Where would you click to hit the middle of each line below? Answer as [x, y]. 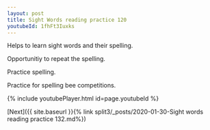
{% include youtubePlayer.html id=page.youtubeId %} [83, 99]
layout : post [26, 13]
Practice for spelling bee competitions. [62, 86]
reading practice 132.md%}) [47, 119]
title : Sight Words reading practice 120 [67, 20]
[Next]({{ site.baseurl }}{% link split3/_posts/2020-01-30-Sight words [105, 112]
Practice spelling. [31, 72]
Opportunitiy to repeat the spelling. [56, 59]
